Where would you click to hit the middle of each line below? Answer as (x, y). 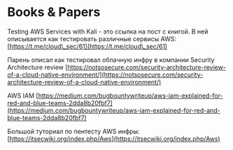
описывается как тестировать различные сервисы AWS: (92, 38)
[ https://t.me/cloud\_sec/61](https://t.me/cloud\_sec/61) (87, 46)
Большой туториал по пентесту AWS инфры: (73, 131)
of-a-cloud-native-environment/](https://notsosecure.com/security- (105, 75)
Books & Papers (54, 12)
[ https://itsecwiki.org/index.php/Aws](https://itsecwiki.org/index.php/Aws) (114, 138)
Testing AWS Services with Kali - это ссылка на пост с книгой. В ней (108, 31)
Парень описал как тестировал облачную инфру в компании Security (111, 59)
